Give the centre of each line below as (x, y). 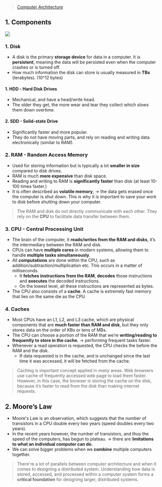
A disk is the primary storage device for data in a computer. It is (76, 57)
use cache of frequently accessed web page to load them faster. (82, 376)
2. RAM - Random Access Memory (46, 155)
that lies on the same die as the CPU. (49, 297)
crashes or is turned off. (36, 67)
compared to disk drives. (37, 170)
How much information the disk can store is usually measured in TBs (81, 73)
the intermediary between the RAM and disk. (57, 245)
